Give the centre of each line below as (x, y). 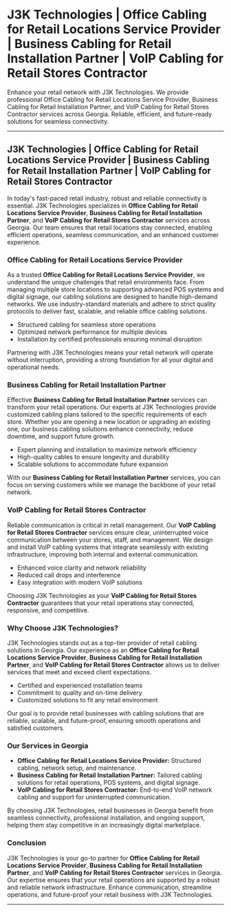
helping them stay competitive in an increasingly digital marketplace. (104, 825)
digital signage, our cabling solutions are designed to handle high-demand (112, 297)
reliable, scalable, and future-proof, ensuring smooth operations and (104, 720)
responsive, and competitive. (48, 610)
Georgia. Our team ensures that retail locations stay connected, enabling (110, 227)
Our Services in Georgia (48, 746)
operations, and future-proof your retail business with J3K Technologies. (110, 894)
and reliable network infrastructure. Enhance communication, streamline (109, 887)
